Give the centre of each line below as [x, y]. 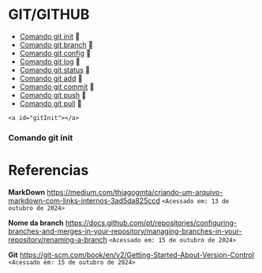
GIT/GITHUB [49, 15]
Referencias [49, 170]
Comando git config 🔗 [55, 53]
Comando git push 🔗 [53, 95]
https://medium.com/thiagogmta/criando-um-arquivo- [135, 192]
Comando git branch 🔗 [56, 44]
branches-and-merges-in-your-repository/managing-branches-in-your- [125, 231]
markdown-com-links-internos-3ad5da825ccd [84, 200]
